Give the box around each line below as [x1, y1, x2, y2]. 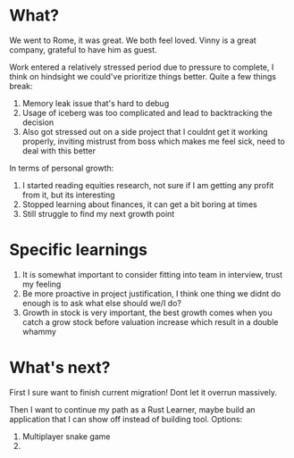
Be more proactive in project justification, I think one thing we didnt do [21, 287, 281, 299]
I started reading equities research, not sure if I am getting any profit [21, 179, 274, 190]
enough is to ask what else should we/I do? [21, 297, 181, 308]
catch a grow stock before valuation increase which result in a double [21, 316, 279, 327]
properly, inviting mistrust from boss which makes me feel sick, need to [21, 136, 286, 146]
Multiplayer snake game [21, 430, 111, 442]
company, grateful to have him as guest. [9, 44, 158, 54]
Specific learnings [9, 240, 148, 260]
